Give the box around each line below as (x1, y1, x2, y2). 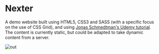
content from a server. (5, 35, 50, 40)
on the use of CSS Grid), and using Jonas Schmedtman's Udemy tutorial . (5, 24, 151, 30)
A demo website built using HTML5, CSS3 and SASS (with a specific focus (5, 19, 154, 25)
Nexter (5, 3, 34, 14)
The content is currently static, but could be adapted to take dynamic (5, 29, 143, 35)
